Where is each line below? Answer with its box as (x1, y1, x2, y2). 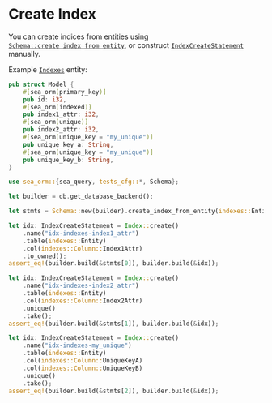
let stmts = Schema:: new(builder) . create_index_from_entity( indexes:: (8, 208, 252, 216)
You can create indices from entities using (8, 32, 149, 41)
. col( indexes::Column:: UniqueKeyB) (23, 364, 143, 372)
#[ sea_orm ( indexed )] (23, 103, 92, 111)
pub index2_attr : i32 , (23, 126, 100, 134)
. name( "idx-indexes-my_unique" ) (23, 341, 132, 349)
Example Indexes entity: (8, 64, 87, 74)
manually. (8, 49, 40, 58)
